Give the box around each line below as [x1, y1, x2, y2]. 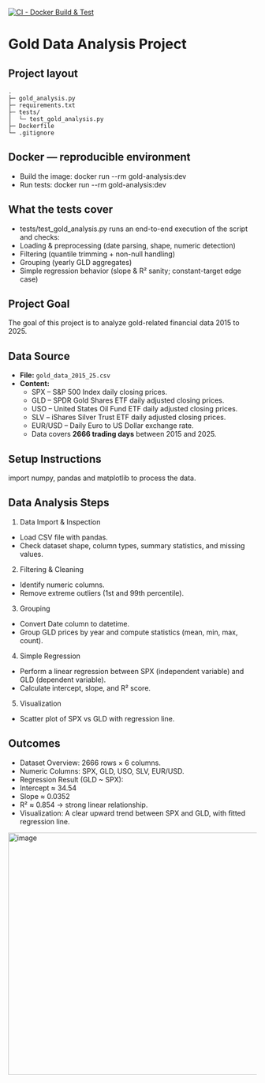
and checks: [19, 232, 60, 241]
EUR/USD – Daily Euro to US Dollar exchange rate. [31, 421, 195, 430]
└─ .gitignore [8, 129, 55, 137]
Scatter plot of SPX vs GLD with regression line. [19, 714, 175, 723]
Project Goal [8, 297, 70, 311]
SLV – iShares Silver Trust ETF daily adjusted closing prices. [31, 412, 226, 422]
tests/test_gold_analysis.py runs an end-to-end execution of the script [19, 224, 248, 233]
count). [19, 635, 43, 645]
